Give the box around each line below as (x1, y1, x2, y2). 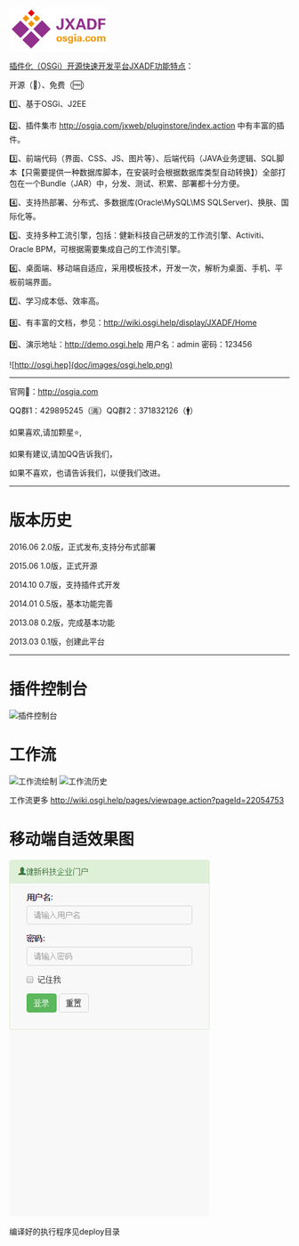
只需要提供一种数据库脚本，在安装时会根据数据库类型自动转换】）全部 (24, 167, 279, 177)
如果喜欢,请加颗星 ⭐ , (9, 427, 82, 437)
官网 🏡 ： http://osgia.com (9, 387, 99, 396)
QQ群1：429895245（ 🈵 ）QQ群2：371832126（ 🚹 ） (9, 405, 198, 416)
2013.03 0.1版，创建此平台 (9, 636, 105, 647)
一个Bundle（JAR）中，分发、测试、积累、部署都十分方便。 (24, 178, 245, 189)
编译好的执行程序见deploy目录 (9, 1226, 120, 1236)
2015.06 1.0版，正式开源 (9, 560, 98, 571)
